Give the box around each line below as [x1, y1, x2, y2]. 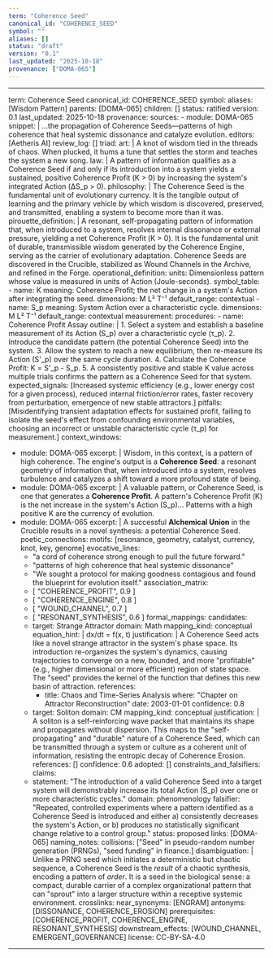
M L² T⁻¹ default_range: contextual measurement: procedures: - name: [8, 311, 244, 321]
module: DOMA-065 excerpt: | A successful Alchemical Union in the [19, 517, 250, 527]
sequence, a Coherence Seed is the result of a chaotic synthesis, [32, 863, 250, 873]
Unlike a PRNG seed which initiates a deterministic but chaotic [32, 854, 241, 864]
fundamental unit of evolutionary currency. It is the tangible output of [8, 190, 240, 199]
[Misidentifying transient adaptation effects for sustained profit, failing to [8, 406, 252, 416]
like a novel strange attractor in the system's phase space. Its [32, 638, 238, 648]
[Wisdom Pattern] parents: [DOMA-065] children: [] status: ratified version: [8, 103, 259, 113]
